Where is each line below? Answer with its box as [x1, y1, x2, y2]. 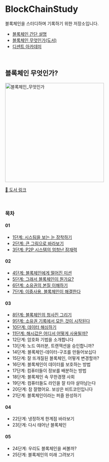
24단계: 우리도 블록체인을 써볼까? [12, 445, 77, 451]
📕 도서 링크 [5, 187, 27, 193]
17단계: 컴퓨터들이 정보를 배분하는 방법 [12, 368, 87, 374]
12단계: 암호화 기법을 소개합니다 [12, 336, 74, 343]
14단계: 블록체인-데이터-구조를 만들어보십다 [12, 349, 97, 355]
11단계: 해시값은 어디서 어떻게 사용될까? [12, 330, 88, 336]
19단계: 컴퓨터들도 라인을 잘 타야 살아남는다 [12, 380, 96, 386]
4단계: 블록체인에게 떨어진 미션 [12, 270, 73, 276]
